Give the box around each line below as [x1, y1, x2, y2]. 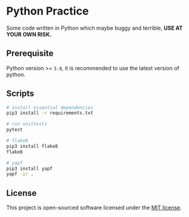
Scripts [6, 88, 35, 99]
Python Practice [6, 4, 89, 18]
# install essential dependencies [6, 104, 94, 110]
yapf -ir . [6, 171, 34, 177]
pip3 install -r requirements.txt [6, 110, 94, 116]
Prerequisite [6, 48, 54, 59]
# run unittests [6, 121, 47, 127]
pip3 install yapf [6, 165, 53, 172]
